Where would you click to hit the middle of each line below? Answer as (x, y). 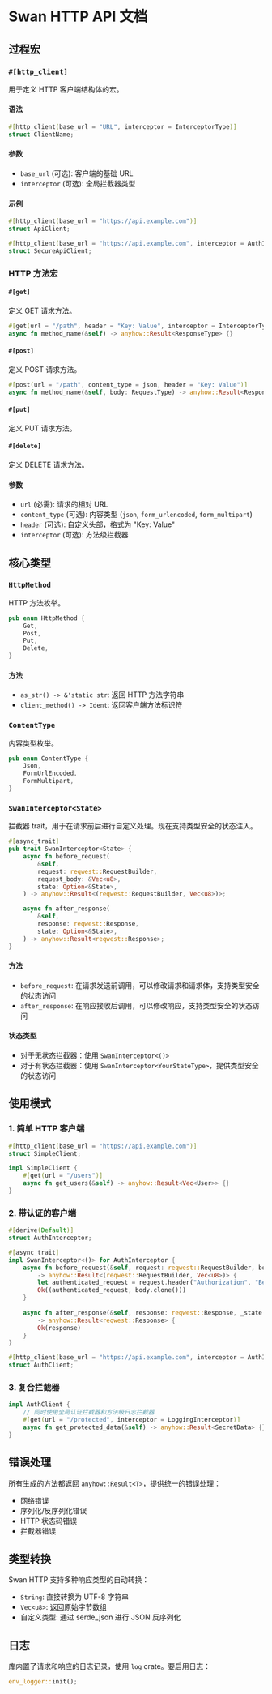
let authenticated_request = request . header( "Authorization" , (144, 1283)
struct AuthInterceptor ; (50, 1238)
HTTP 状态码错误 (49, 1521)
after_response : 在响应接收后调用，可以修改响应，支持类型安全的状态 (136, 1005)
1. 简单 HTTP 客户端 (47, 1129)
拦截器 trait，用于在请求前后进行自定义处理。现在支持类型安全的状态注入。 (133, 826)
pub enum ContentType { (49, 759)
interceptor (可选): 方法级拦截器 (74, 535)
